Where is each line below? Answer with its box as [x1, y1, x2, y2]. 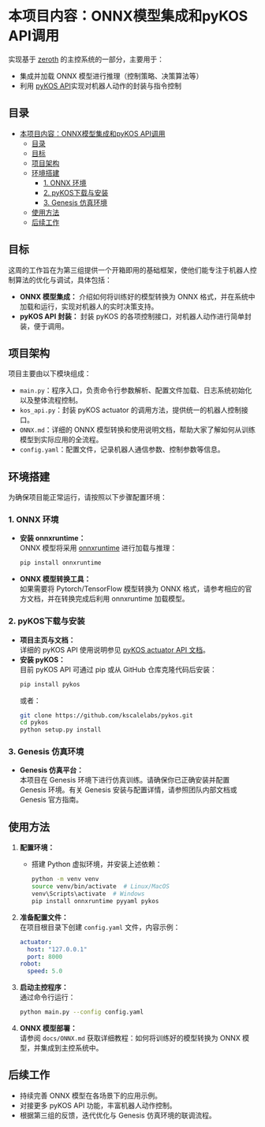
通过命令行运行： [19, 992, 76, 1002]
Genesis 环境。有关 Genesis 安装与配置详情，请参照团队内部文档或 [19, 785, 238, 794]
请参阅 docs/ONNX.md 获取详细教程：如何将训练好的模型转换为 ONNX [19, 1033, 241, 1043]
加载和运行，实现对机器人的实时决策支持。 [19, 301, 159, 311]
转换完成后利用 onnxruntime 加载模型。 [61, 594, 189, 604]
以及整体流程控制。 [19, 396, 83, 405]
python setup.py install [19, 726, 102, 734]
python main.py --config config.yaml [19, 1008, 144, 1017]
